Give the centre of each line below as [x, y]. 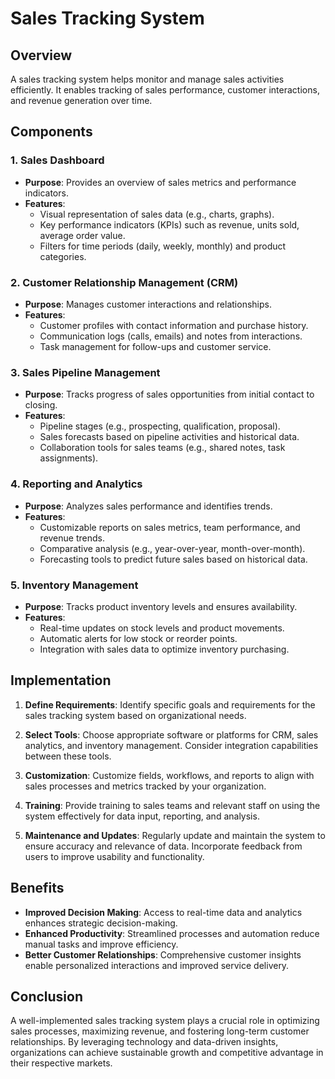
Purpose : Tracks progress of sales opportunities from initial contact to [169, 394]
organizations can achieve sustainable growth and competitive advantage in [167, 1053]
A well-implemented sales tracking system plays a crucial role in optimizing [165, 1021]
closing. [41, 405]
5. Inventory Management [74, 585]
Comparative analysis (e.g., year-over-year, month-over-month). [172, 548]
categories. [63, 256]
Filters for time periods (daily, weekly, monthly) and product [163, 246]
